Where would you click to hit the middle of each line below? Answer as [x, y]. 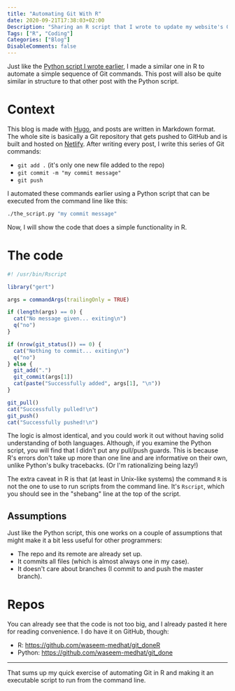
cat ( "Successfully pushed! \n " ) [53, 422]
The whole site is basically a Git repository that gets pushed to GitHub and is [117, 136]
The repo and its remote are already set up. [80, 554]
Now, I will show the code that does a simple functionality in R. [97, 227]
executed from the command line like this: [67, 201]
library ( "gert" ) [31, 287]
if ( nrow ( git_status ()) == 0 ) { [54, 344]
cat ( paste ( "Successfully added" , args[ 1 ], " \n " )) [87, 384]
